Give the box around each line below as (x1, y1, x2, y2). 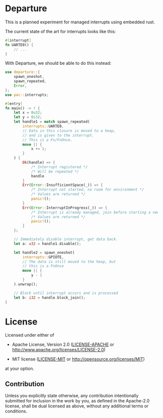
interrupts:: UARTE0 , (22, 124, 64, 129)
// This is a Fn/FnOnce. (22, 137, 73, 142)
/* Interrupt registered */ (31, 164, 88, 170)
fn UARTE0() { (5, 42, 34, 47)
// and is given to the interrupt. (22, 133, 95, 138)
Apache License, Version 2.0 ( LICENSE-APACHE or (12, 342, 114, 347)
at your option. (5, 366, 34, 372)
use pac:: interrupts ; (5, 92, 49, 97)
